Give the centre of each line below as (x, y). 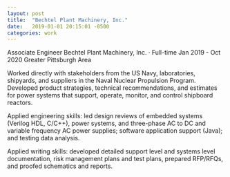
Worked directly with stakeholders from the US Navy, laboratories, (101, 73)
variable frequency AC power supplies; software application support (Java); (115, 131)
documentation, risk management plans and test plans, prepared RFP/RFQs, (115, 159)
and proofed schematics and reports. (60, 166)
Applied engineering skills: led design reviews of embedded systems (105, 116)
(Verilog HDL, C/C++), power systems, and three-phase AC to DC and (106, 123)
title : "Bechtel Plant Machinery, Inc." (68, 20)
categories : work (32, 33)
